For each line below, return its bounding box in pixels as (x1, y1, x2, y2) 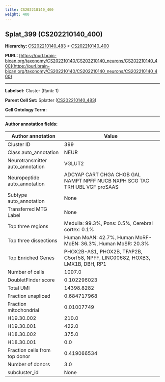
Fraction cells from (7, 347, 51, 354)
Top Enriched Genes (7, 254, 55, 261)
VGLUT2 (64, 160, 84, 167)
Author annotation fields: (5, 121, 58, 127)
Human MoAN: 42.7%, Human (64, 234, 134, 241)
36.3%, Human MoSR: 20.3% (81, 240, 149, 247)
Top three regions (7, 223, 49, 230)
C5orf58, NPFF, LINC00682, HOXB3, (64, 254, 151, 261)
